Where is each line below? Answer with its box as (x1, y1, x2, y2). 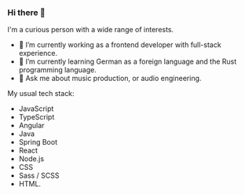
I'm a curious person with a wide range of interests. (7, 25, 174, 35)
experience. (18, 49, 58, 58)
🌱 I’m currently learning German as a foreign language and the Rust (18, 57, 237, 66)
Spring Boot (18, 138, 58, 147)
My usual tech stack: (7, 89, 75, 98)
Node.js (18, 154, 45, 164)
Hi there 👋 (7, 7, 46, 18)
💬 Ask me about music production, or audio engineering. (18, 74, 202, 83)
